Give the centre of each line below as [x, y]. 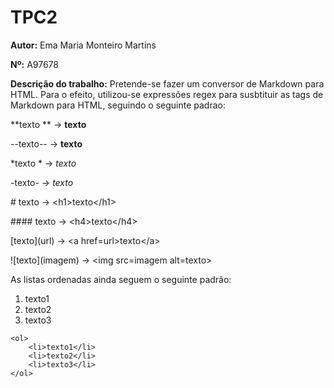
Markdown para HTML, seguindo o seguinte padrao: [118, 105]
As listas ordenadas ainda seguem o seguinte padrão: [121, 279]
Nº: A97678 [34, 64]
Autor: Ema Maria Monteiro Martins [83, 45]
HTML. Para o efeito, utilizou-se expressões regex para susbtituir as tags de [167, 94]
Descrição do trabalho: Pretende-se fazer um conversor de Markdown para [167, 83]
